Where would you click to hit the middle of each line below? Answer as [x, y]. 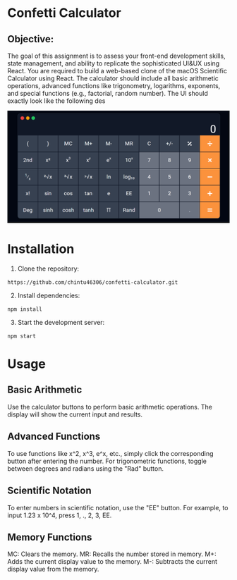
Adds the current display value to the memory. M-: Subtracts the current [112, 562]
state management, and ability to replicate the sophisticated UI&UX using [114, 63]
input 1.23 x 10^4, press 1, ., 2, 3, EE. [60, 515]
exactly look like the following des [56, 101]
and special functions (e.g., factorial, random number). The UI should [108, 93]
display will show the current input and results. [75, 414]
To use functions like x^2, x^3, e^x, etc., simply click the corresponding [110, 453]
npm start [22, 336]
